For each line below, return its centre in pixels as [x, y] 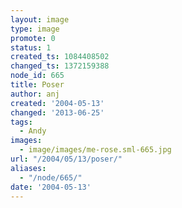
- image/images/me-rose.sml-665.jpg [95, 150]
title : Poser [37, 85]
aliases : [28, 168]
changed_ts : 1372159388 [60, 66]
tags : [21, 122]
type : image [35, 29]
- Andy [33, 131]
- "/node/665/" [51, 177]
